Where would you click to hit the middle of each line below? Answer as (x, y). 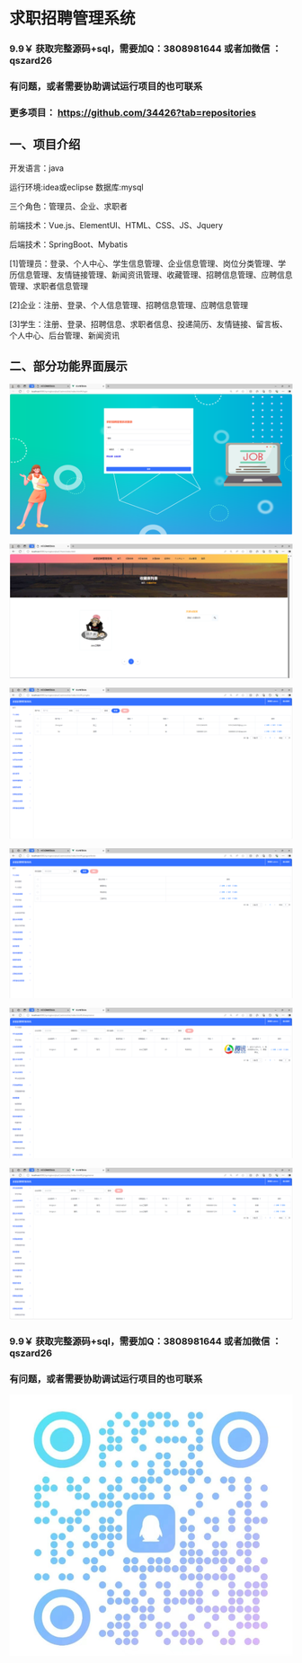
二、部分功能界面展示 (68, 366)
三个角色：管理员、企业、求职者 (68, 206)
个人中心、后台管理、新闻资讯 (64, 335)
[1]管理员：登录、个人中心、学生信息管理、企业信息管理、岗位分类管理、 (144, 263)
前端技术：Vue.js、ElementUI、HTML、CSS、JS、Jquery (116, 225)
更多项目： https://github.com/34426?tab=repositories (133, 112)
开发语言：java (37, 168)
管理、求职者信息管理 (49, 286)
